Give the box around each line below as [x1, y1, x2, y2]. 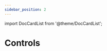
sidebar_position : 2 [4, 7, 47, 12]
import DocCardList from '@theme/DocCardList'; [4, 20, 103, 26]
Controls [4, 37, 40, 49]
